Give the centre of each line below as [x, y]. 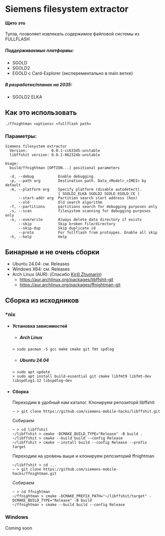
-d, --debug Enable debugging [51, 177]
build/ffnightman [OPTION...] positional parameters [65, 168]
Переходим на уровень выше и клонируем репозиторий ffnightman [83, 456]
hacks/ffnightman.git [34, 474]
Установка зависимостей [40, 326]
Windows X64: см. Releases [41, 269]
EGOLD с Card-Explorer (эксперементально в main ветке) [72, 73]
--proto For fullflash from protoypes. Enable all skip [88, 233]
